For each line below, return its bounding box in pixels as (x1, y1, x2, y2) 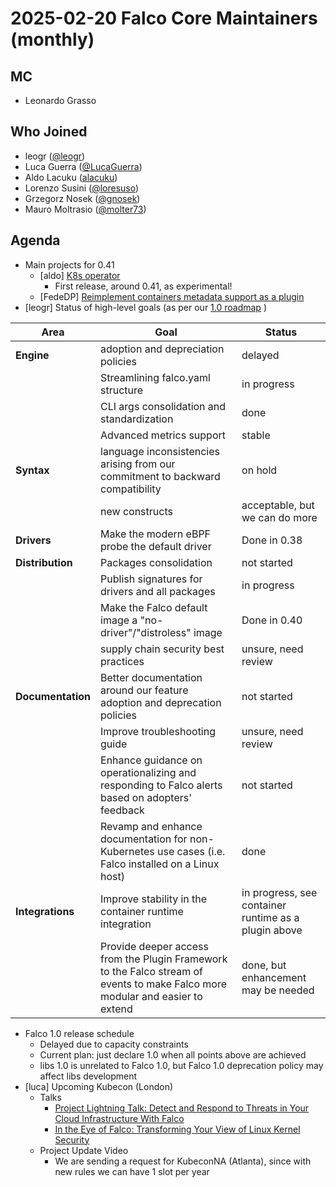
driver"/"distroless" (100, 625, 192, 639)
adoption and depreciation (100, 342, 225, 356)
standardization (100, 412, 174, 426)
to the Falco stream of (100, 964, 203, 978)
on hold (241, 463, 278, 477)
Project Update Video (39, 1144, 129, 1156)
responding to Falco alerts (100, 778, 223, 792)
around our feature (100, 683, 189, 697)
